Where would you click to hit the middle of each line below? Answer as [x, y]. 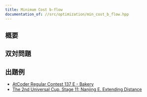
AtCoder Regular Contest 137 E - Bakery [53, 84]
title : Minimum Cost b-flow [34, 10]
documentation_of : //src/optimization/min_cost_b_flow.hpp [67, 14]
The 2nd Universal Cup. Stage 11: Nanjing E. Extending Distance [77, 90]
